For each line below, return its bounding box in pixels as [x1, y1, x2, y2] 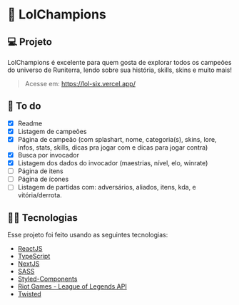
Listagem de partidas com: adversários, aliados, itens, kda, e [17, 183, 196, 192]
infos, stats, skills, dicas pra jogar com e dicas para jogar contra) [17, 143, 208, 152]
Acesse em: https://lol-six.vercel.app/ [24, 80, 136, 88]
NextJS [17, 259, 40, 268]
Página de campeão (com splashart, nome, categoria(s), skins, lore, [17, 135, 217, 143]
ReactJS [17, 244, 43, 253]
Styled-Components [17, 274, 78, 284]
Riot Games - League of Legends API [17, 282, 127, 291]
